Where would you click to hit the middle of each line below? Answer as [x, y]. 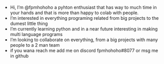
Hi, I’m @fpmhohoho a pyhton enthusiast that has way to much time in [84, 7]
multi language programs [36, 34]
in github [19, 56]
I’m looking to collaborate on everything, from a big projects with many [84, 40]
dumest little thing [29, 23]
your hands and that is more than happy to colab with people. [74, 13]
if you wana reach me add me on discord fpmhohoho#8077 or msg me [84, 51]
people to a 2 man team [35, 45]
